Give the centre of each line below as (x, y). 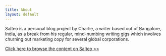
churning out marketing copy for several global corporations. (67, 39)
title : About (19, 10)
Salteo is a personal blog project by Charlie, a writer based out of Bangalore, (83, 28)
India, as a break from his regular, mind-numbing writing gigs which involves (83, 34)
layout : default (22, 14)
